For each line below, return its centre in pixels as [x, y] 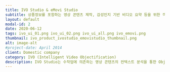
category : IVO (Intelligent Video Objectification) [61, 57]
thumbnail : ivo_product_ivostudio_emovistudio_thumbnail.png [71, 39]
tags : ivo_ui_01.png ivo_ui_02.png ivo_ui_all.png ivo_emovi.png [75, 33]
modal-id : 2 [18, 24]
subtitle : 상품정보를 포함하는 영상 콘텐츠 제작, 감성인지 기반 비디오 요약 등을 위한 [83, 15]
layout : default [22, 19]
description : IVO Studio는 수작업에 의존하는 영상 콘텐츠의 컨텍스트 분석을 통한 [81, 62]
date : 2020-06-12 [24, 29]
